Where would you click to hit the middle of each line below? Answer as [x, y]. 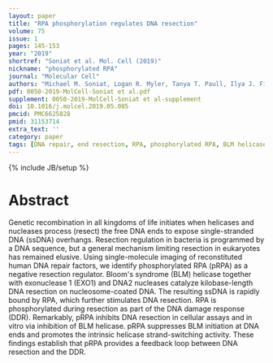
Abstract [39, 200]
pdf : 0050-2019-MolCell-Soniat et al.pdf [80, 91]
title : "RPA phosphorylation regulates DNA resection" [103, 24]
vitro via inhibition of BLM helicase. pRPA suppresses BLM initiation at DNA [134, 326]
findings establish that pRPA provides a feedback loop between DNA [123, 344]
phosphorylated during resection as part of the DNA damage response [127, 309]
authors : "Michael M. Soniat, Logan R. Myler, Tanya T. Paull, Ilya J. [132, 84]
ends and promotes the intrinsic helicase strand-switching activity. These [131, 335]
